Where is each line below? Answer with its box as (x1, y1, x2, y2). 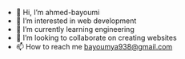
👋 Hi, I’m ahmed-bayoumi (15, 8, 100, 17)
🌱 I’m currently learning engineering (15, 25, 135, 33)
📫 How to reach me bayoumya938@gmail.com (15, 42, 173, 51)
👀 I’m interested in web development (15, 16, 137, 26)
